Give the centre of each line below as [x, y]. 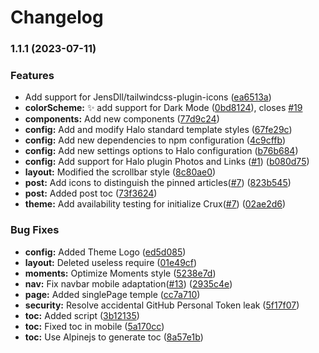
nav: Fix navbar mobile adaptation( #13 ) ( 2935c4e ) [128, 283]
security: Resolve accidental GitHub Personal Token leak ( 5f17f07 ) [162, 305]
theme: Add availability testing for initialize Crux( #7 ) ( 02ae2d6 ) [155, 204]
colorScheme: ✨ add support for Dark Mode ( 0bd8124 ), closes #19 [163, 108]
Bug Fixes [35, 230]
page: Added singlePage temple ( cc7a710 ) [112, 294]
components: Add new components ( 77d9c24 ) [122, 119]
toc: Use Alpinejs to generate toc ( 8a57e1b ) [114, 337]
